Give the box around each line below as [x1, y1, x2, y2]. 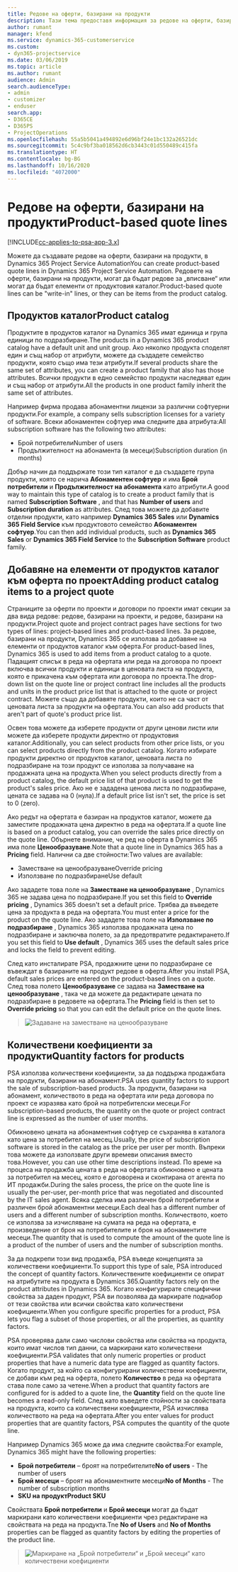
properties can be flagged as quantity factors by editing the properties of [7, 1528, 221, 1536]
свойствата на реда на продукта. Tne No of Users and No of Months [7, 1520, 211, 1529]
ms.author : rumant [7, 69, 62, 77]
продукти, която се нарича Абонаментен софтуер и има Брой [7, 475, 198, 484]
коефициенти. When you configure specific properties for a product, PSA [7, 1308, 221, 1315]
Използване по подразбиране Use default [17, 871, 142, 880]
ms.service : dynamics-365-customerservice [7, 37, 135, 44]
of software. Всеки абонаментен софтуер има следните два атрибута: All [7, 418, 227, 426]
